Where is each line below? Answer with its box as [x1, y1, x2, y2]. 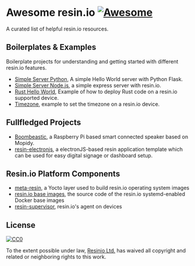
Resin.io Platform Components [6, 169, 120, 179]
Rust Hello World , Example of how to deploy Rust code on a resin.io [14, 88, 177, 95]
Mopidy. [14, 139, 35, 146]
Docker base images [14, 197, 64, 204]
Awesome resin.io [6, 6, 95, 19]
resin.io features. [6, 64, 47, 71]
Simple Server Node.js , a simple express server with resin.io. [14, 82, 162, 89]
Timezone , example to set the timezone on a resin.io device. [14, 100, 160, 107]
